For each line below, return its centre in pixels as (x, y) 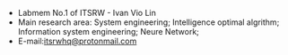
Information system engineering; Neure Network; (109, 31)
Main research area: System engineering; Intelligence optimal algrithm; (148, 22)
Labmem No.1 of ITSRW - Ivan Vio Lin (87, 13)
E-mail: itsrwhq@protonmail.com (77, 41)
